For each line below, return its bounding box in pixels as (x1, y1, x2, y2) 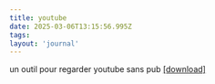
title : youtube (9, 13, 67, 23)
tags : (9, 30, 30, 39)
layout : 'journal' (9, 38, 79, 48)
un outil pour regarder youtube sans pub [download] (9, 64, 207, 75)
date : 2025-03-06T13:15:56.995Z (9, 22, 132, 31)
